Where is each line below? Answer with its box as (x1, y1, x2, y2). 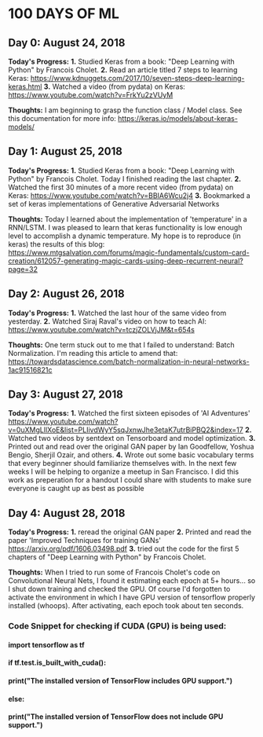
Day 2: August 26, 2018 (8, 288, 126, 301)
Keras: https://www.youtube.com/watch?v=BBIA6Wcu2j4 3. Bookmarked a (8, 190, 250, 200)
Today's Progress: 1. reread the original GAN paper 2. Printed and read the (8, 527, 252, 537)
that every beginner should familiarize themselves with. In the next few (8, 459, 237, 468)
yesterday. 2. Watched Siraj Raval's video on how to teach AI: (8, 316, 206, 326)
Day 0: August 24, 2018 (8, 36, 126, 49)
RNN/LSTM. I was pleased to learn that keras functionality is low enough (8, 222, 243, 232)
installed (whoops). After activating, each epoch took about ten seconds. (8, 601, 244, 610)
